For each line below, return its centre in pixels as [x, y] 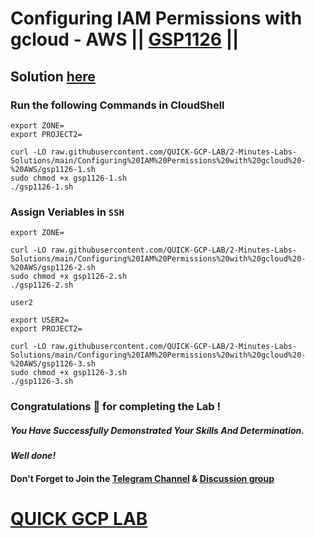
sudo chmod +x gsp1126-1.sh [69, 178]
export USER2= [40, 320]
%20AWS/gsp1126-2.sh [53, 268]
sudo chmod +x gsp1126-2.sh [69, 277]
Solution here [53, 76]
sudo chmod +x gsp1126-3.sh [69, 373]
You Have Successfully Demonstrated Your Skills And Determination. [157, 430]
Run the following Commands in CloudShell [117, 105]
